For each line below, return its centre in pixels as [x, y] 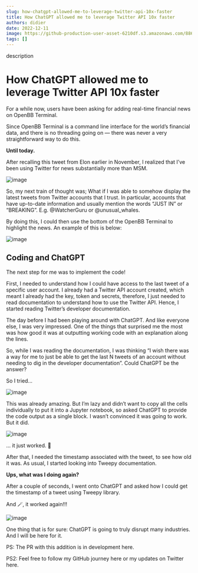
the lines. [17, 339]
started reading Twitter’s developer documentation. [68, 309]
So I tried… [19, 381]
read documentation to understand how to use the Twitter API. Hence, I [93, 302]
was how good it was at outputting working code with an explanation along [97, 332]
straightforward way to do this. [43, 139]
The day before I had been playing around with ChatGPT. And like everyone [98, 320]
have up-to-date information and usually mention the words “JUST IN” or [94, 203]
